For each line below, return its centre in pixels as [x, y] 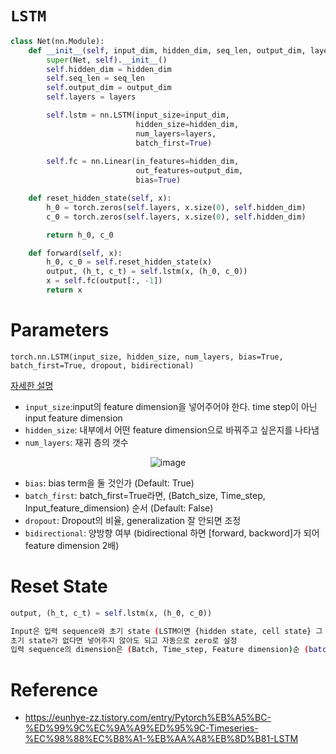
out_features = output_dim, [189, 171]
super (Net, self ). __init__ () [107, 60]
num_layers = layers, [176, 133]
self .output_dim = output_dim [109, 88]
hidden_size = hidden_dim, [187, 124]
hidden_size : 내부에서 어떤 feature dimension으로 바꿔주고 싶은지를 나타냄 [172, 429]
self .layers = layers [91, 97]
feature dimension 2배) [72, 545]
